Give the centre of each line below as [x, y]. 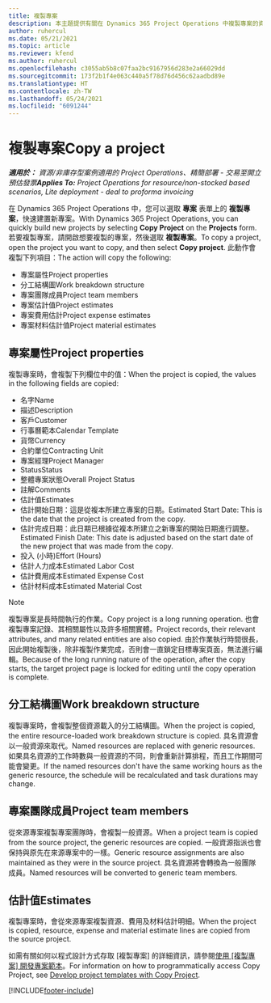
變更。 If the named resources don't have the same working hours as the [142, 766]
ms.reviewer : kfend [41, 53]
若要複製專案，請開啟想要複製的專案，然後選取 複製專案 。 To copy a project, [135, 237]
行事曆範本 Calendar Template [69, 430]
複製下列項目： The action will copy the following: [90, 258]
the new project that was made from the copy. [96, 546]
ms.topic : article [39, 46]
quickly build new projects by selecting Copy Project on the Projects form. [133, 228]
